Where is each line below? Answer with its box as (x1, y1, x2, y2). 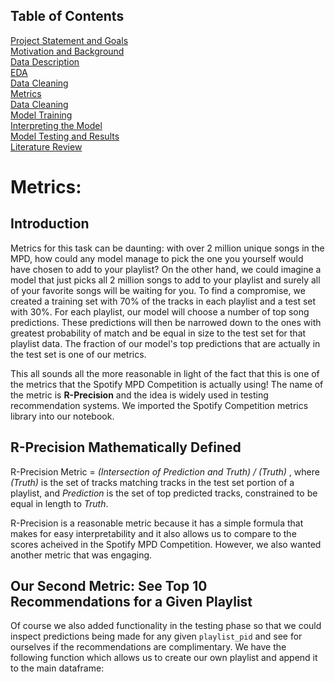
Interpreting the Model (10, 119, 103, 131)
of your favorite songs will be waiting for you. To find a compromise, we (10, 284, 306, 296)
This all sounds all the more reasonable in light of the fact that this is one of (10, 367, 320, 379)
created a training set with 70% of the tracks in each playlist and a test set (10, 295, 317, 307)
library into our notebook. (10, 410, 115, 422)
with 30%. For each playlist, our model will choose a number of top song (10, 305, 310, 318)
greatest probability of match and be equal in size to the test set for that (10, 327, 307, 339)
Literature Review (10, 140, 83, 153)
